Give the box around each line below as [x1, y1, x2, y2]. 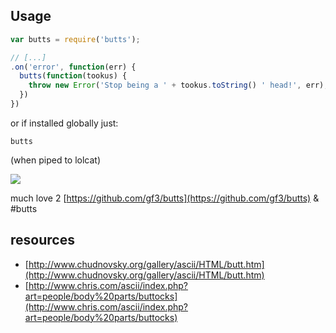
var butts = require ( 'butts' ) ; [10, 34, 141, 44]
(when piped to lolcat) [10, 154, 102, 166]
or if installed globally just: [10, 117, 119, 129]
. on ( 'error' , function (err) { [10, 62, 137, 72]
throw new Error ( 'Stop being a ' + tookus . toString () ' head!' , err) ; [28, 80, 329, 91]
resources [10, 232, 75, 249]
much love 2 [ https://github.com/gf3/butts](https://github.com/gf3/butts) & [10, 192, 320, 204]
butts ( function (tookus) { [19, 71, 128, 81]
